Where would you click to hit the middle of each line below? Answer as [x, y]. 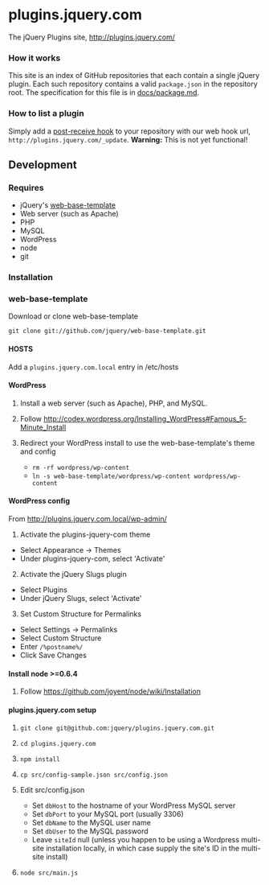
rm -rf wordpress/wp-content [81, 467]
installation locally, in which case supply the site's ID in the [143, 848]
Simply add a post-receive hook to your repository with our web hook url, [130, 131]
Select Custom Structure [61, 638]
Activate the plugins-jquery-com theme [85, 535]
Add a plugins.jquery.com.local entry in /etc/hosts [94, 367]
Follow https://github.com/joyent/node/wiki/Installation [110, 692]
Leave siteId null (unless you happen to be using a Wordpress [135, 840]
